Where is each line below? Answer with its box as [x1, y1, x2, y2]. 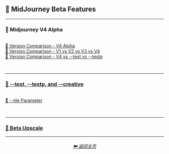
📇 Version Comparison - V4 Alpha [5, 43, 75, 49]
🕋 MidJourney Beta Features [5, 5, 97, 14]
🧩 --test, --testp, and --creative [5, 81, 84, 88]
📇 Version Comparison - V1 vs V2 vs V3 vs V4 [5, 48, 100, 55]
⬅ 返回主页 [72, 143, 97, 149]
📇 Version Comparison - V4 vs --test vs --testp [5, 54, 103, 60]
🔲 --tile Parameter [5, 97, 43, 104]
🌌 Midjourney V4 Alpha [5, 26, 63, 33]
